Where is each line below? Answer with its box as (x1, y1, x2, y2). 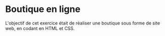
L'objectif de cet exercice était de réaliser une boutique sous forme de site (5, 20, 160, 26)
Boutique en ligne (5, 3, 81, 15)
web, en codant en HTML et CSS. (5, 25, 75, 31)
